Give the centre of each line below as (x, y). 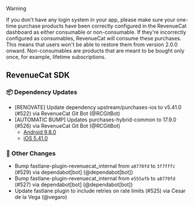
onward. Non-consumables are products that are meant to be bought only (95, 51)
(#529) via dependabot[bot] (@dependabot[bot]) (74, 172)
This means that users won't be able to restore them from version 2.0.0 (92, 44)
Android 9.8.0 (40, 132)
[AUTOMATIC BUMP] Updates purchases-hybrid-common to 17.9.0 (96, 120)
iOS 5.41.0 (35, 138)
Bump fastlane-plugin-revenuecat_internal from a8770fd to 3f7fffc (95, 166)
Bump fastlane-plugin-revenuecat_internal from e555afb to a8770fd (95, 178)
